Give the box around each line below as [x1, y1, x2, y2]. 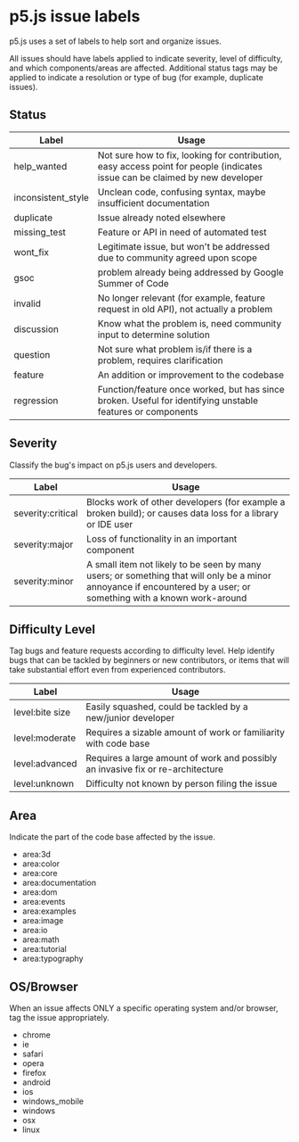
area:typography [21, 953, 84, 964]
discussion [13, 323, 60, 335]
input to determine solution [97, 328, 211, 341]
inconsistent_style [13, 191, 89, 203]
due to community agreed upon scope [97, 252, 258, 264]
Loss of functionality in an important [85, 533, 238, 545]
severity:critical [13, 507, 78, 519]
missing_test [13, 226, 67, 238]
